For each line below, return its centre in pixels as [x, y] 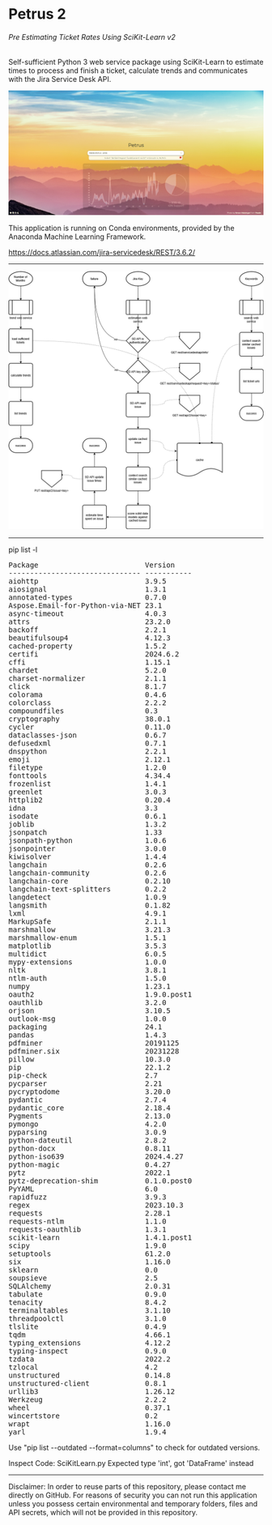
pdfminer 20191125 [94, 1043]
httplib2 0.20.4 [90, 800]
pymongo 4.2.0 [87, 1124]
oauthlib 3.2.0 [87, 1002]
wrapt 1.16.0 [90, 1424]
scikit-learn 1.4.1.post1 [100, 1237]
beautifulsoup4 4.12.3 [90, 638]
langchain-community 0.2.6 [87, 873]
